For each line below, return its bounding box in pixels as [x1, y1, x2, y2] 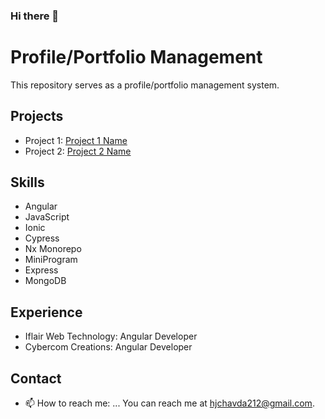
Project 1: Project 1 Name [24, 134, 128, 146]
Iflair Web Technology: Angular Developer [24, 330, 198, 343]
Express [24, 264, 59, 276]
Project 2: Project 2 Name [24, 145, 132, 157]
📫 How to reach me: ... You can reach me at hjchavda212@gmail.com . [24, 397, 315, 409]
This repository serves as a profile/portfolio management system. [10, 79, 280, 91]
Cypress [24, 232, 60, 244]
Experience [10, 304, 83, 321]
